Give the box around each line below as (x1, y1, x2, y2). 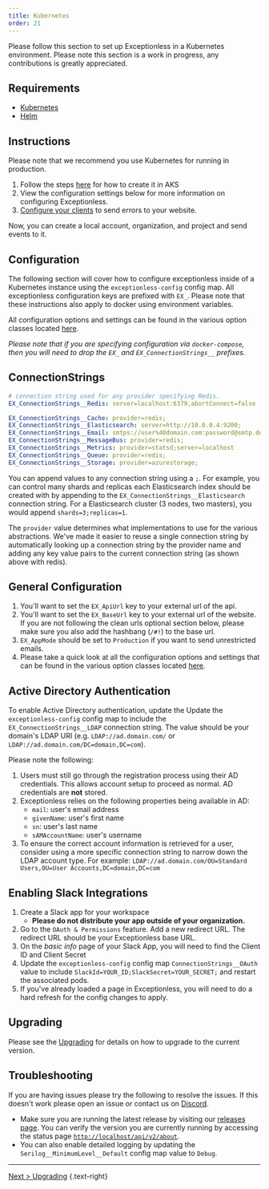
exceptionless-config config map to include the (8, 714, 167, 724)
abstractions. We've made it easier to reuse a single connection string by (8, 531, 249, 541)
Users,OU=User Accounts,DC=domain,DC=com (19, 864, 160, 872)
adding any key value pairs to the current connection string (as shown (8, 548, 239, 558)
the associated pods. (19, 976, 90, 985)
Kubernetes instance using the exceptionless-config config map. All (8, 282, 235, 292)
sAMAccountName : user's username (31, 831, 143, 840)
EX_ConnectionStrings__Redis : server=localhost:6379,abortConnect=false (8, 399, 256, 407)
